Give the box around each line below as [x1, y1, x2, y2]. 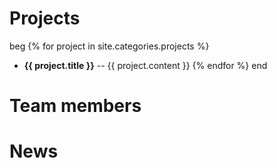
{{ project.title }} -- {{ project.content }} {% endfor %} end [23, 59, 268, 71]
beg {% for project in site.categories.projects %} [9, 40, 210, 52]
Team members [9, 95, 142, 117]
